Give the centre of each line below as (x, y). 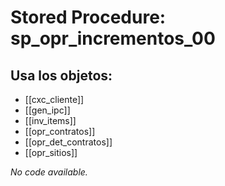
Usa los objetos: (61, 75)
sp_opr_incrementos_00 (113, 38)
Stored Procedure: (88, 17)
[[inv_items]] (50, 120)
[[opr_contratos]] (60, 131)
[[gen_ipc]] (47, 110)
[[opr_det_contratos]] (68, 142)
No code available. (49, 172)
